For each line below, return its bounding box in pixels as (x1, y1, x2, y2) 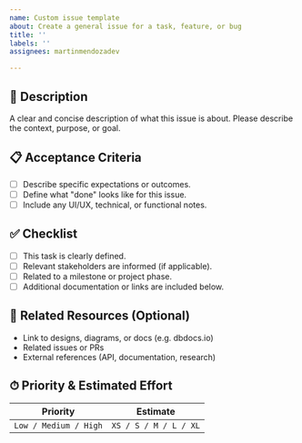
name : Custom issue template (9, 13, 120, 23)
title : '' (9, 30, 47, 39)
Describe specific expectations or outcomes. (22, 178, 191, 189)
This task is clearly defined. (22, 250, 126, 261)
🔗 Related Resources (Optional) (9, 308, 191, 324)
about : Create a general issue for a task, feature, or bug (9, 22, 243, 31)
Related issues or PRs (22, 342, 105, 353)
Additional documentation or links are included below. (22, 281, 225, 292)
